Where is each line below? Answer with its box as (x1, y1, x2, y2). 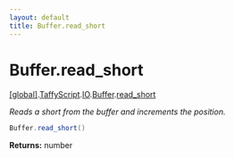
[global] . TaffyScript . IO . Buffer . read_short (9, 89, 156, 100)
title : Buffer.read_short (9, 21, 105, 30)
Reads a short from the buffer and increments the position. (9, 106, 226, 117)
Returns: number (9, 140, 73, 151)
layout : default (9, 12, 70, 22)
